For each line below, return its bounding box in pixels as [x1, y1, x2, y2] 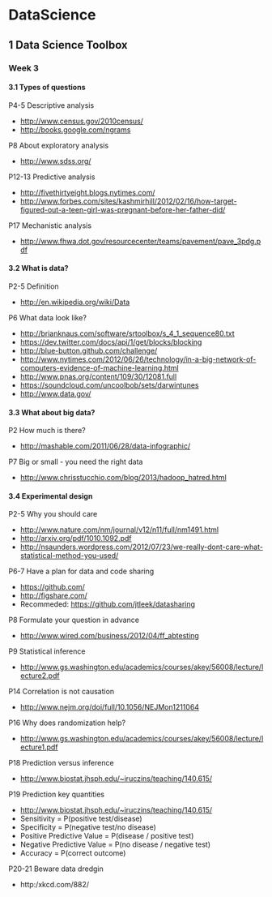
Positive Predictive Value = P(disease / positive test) [19, 831, 194, 841]
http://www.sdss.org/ [19, 156, 91, 165]
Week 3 [8, 62, 39, 74]
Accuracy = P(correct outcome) [19, 848, 126, 858]
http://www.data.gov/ [19, 388, 91, 398]
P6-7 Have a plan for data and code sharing [8, 566, 155, 577]
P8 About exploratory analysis [8, 140, 109, 150]
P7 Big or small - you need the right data [8, 457, 143, 467]
